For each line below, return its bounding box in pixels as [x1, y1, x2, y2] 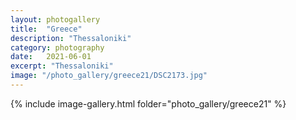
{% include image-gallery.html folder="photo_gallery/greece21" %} [10, 97, 287, 110]
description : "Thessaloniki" [10, 33, 132, 43]
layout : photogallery [10, 14, 101, 25]
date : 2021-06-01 [10, 52, 92, 62]
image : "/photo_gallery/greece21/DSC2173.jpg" [10, 71, 208, 81]
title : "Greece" [10, 24, 83, 34]
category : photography [10, 42, 105, 53]
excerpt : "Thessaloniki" [10, 61, 114, 71]
